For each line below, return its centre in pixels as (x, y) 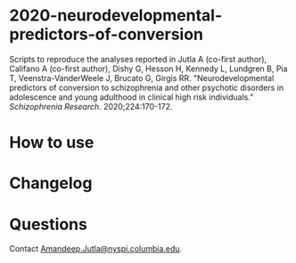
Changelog (51, 183)
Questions (48, 224)
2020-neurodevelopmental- (116, 16)
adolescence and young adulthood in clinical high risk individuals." (132, 97)
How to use (52, 143)
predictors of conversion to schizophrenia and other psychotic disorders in (146, 87)
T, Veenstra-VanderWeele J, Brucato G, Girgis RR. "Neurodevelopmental (142, 78)
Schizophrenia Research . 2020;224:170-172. (91, 106)
